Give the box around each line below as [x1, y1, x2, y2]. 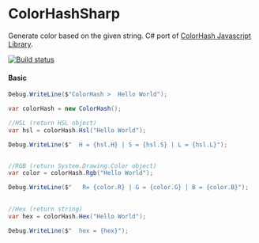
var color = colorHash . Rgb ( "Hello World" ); [8, 169, 154, 177]
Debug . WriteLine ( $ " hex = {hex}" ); [8, 226, 129, 234]
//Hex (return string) [8, 205, 83, 214]
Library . [8, 39, 33, 48]
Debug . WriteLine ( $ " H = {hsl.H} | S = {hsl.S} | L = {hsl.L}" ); [8, 140, 227, 149]
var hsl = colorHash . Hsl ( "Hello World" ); [8, 126, 147, 135]
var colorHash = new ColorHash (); [8, 104, 122, 113]
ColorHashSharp [8, 5, 121, 23]
